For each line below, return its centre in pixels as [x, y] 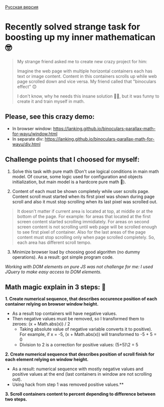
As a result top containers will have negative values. [65, 313]
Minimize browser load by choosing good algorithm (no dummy [76, 252]
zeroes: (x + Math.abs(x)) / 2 [41, 324]
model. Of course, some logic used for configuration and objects [77, 176]
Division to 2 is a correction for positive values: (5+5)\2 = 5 [79, 345]
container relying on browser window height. [52, 304]
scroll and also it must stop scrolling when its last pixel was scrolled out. [85, 202]
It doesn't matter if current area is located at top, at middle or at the [85, 211]
